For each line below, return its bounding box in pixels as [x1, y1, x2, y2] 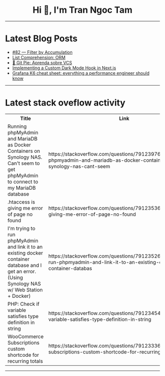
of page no [7, 211, 33, 218]
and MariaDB [7, 135, 38, 142]
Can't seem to [7, 160, 40, 167]
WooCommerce [7, 333, 44, 340]
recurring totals [7, 357, 43, 364]
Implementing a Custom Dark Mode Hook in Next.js [12, 65, 116, 71]
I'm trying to [7, 225, 36, 231]
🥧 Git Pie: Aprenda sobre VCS [12, 59, 72, 65]
